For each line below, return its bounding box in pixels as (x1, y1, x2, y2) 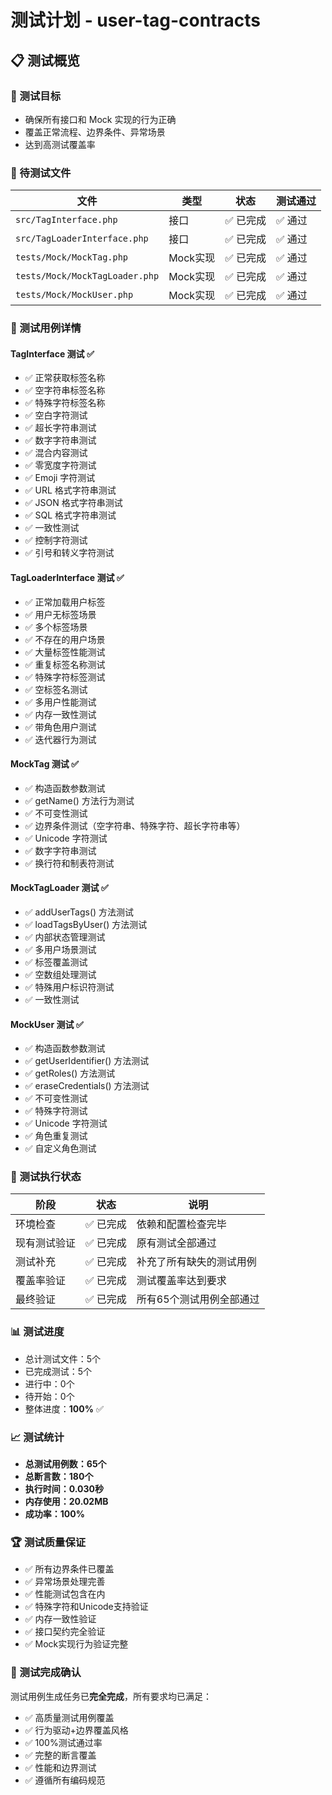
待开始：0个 (24, 1390, 75, 1402)
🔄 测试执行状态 (10, 1170, 82, 1184)
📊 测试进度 (10, 1325, 65, 1339)
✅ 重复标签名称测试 (24, 658, 106, 670)
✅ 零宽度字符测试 (24, 459, 97, 471)
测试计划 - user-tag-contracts (10, 9, 261, 32)
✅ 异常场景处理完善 (24, 1576, 106, 1588)
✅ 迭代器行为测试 (24, 733, 97, 745)
